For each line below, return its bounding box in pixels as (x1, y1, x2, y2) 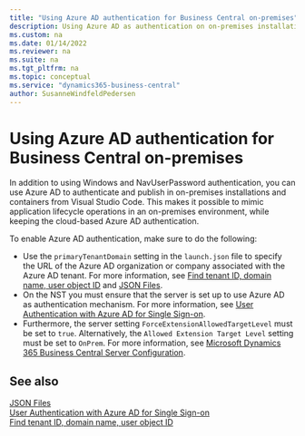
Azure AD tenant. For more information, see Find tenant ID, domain (22, 270, 272, 281)
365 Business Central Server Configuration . (22, 347, 186, 358)
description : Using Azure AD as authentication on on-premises (9, 22, 254, 31)
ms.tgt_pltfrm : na (9, 64, 79, 73)
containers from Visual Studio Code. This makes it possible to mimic (9, 197, 264, 208)
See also (9, 373, 59, 389)
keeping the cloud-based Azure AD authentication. (9, 216, 200, 227)
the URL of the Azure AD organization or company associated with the (22, 260, 286, 272)
